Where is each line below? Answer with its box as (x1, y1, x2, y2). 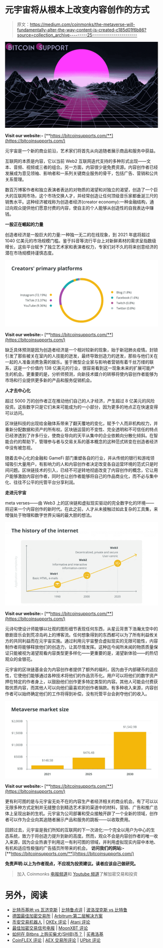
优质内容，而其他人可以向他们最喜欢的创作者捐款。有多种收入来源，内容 (9, 685, 154, 691)
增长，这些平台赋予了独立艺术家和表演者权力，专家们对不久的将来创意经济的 (5, 244, 158, 250)
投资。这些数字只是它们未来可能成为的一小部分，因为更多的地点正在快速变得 (5, 404, 158, 410)
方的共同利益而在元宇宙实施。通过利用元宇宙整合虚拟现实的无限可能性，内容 (5, 638, 158, 644)
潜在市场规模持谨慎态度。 (5, 250, 56, 256)
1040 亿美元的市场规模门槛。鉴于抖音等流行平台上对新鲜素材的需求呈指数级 (5, 238, 157, 244)
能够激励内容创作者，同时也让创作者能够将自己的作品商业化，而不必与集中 (9, 473, 158, 479)
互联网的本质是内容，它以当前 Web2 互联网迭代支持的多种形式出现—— (5, 158, 147, 164)
